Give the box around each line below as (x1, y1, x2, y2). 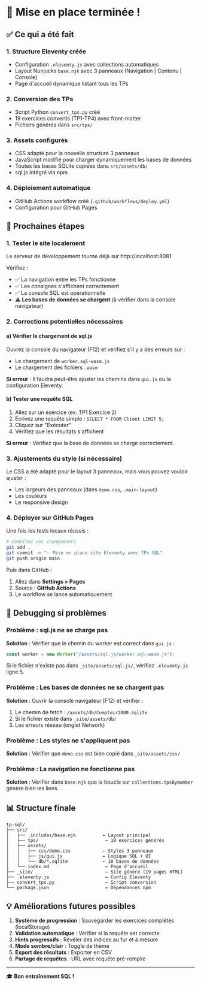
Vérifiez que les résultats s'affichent (14, 428, 104, 435)
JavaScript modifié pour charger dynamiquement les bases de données (14, 156, 192, 164)
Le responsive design (14, 498, 68, 506)
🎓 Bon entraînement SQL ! (6, 972, 75, 980)
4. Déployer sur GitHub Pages (6, 513, 94, 522)
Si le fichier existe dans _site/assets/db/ (14, 715, 117, 722)
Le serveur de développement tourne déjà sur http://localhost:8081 (6, 253, 172, 260)
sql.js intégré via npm (14, 169, 68, 176)
